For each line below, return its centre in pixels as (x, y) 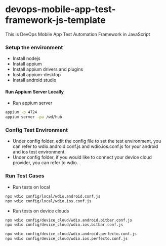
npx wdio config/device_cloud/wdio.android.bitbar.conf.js (69, 220)
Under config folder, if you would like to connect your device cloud (82, 157)
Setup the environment (34, 47)
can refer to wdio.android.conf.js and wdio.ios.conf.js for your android (85, 146)
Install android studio (34, 80)
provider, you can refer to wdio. (45, 163)
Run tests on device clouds (41, 211)
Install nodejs (26, 58)
